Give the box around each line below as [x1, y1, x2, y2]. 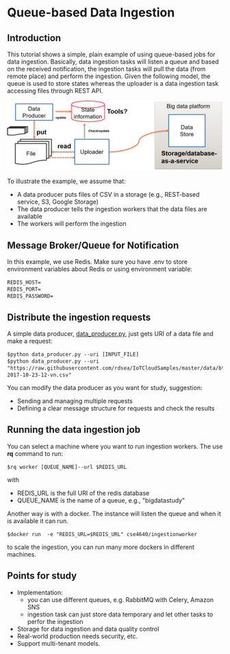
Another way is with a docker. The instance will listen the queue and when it [7, 509, 221, 518]
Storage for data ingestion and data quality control [16, 625, 159, 633]
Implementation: [16, 588, 63, 596]
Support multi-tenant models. [16, 639, 101, 647]
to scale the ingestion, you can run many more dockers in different [7, 543, 195, 551]
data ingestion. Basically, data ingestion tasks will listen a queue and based [7, 58, 219, 66]
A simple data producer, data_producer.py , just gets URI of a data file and [7, 330, 214, 338]
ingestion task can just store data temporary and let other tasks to [27, 610, 214, 618]
